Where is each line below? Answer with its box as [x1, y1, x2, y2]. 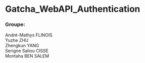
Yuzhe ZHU [5, 37, 29, 43]
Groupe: [5, 21, 26, 28]
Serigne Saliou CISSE [5, 48, 48, 54]
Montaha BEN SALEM [5, 53, 49, 59]
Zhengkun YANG [5, 43, 40, 49]
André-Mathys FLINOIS [5, 32, 53, 38]
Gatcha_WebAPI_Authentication [5, 3, 141, 15]
